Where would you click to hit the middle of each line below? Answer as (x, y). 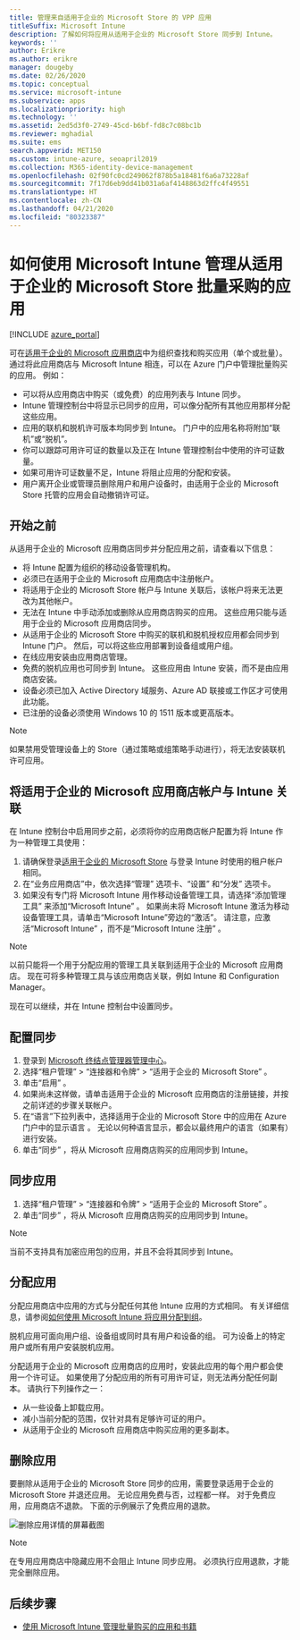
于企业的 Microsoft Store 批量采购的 (142, 286)
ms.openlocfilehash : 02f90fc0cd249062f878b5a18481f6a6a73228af (129, 175)
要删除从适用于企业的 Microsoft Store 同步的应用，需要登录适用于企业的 (142, 1484)
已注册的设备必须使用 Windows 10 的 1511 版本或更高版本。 (130, 713)
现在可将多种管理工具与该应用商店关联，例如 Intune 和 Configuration (153, 976)
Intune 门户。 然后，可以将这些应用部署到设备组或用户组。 (130, 646)
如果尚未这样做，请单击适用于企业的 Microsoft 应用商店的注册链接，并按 (155, 1094)
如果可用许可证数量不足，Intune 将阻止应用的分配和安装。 (129, 472)
